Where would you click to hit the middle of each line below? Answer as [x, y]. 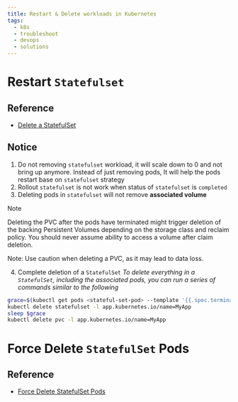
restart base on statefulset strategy [71, 179]
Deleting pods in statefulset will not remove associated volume [112, 194]
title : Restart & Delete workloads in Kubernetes [82, 14]
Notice [22, 147]
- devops [27, 40]
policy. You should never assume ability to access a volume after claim [110, 237]
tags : [15, 21]
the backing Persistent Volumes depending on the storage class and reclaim [118, 229]
